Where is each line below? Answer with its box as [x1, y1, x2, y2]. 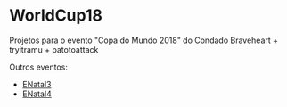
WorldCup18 [9, 5, 103, 26]
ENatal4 [21, 88, 52, 99]
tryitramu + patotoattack [9, 44, 99, 54]
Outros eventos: [9, 62, 69, 72]
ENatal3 [21, 78, 52, 89]
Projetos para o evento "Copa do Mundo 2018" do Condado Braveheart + [9, 35, 279, 45]
